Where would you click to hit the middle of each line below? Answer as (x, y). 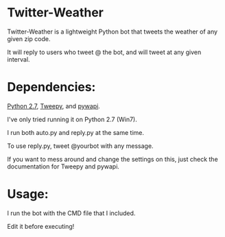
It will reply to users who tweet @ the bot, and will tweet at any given (104, 52)
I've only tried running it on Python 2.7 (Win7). (72, 119)
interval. (19, 59)
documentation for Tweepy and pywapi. (63, 166)
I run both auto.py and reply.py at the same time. (75, 132)
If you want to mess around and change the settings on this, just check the (113, 159)
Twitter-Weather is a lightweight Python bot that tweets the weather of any (113, 32)
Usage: (28, 194)
